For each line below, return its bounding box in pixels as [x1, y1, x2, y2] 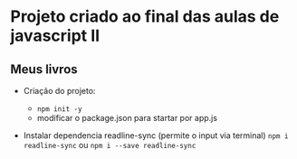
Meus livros [10, 61, 78, 77]
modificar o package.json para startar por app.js [36, 113, 218, 123]
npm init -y [36, 105, 82, 114]
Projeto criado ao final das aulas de [10, 6, 280, 27]
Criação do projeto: [23, 86, 96, 96]
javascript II [10, 25, 101, 46]
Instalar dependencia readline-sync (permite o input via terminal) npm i [23, 130, 289, 141]
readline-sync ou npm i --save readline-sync [23, 140, 196, 150]
